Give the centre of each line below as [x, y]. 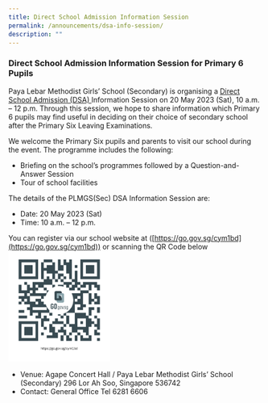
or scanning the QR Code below [155, 246]
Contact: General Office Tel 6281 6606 [84, 391]
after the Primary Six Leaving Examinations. [80, 125]
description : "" [35, 34]
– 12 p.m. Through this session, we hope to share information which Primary [134, 108]
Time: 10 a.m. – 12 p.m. [58, 222]
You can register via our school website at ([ [82, 237]
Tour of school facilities [59, 183]
